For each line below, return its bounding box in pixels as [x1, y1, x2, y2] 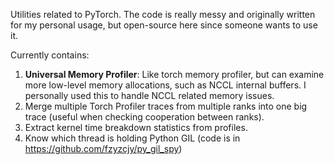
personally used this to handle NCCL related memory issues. [24, 90, 275, 101]
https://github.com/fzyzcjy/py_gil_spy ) [24, 143, 183, 154]
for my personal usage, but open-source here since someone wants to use [10, 19, 318, 31]
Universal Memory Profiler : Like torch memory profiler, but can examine [24, 69, 325, 80]
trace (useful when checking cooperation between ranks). [24, 111, 265, 123]
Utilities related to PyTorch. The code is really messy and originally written [10, 9, 316, 20]
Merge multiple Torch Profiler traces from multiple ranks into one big [24, 100, 308, 112]
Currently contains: [10, 49, 90, 61]
